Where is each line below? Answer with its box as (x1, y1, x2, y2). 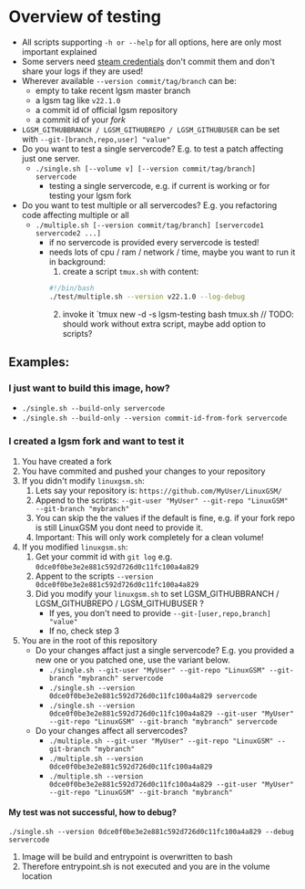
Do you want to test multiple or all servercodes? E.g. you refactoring (21, 199, 278, 211)
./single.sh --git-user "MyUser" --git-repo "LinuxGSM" (48, 665, 266, 675)
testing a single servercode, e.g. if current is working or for (48, 180, 270, 191)
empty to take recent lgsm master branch (35, 85, 191, 96)
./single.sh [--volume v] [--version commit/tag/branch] (35, 164, 257, 173)
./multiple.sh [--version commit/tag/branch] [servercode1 (35, 221, 265, 230)
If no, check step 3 (48, 625, 120, 636)
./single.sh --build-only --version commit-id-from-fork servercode (21, 413, 288, 424)
